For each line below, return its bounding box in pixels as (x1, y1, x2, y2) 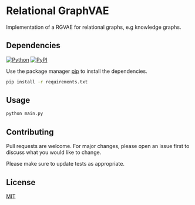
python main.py (6, 110, 43, 117)
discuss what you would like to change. (6, 149, 102, 156)
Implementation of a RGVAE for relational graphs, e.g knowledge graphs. (6, 23, 181, 31)
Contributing (6, 127, 54, 137)
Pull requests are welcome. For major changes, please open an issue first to (6, 143, 190, 150)
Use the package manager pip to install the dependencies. (6, 68, 148, 75)
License (6, 177, 36, 187)
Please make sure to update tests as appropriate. (6, 160, 125, 167)
